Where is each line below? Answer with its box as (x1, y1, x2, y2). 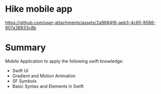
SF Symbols (12, 78, 37, 84)
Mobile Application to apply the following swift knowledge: (5, 58, 124, 64)
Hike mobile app (5, 3, 72, 15)
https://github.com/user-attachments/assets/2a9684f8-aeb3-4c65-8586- (5, 20, 156, 25)
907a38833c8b (5, 24, 36, 30)
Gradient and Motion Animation (12, 72, 76, 79)
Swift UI (12, 68, 29, 73)
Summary (5, 42, 46, 53)
